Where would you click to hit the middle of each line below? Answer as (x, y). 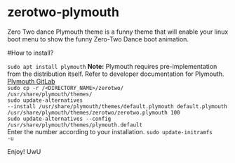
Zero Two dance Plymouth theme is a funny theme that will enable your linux (118, 32)
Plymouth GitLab (31, 81)
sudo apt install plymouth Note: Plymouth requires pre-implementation (112, 66)
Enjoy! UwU (24, 151)
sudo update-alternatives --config (59, 119)
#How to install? (31, 53)
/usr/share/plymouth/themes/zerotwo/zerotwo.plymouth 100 (94, 112)
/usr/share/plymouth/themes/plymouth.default (75, 125)
